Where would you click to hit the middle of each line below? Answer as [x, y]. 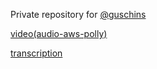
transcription [36, 53]
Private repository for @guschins [78, 14]
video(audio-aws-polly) [59, 33]
